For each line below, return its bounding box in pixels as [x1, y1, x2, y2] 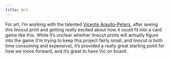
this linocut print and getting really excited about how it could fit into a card [5, 26, 162, 33]
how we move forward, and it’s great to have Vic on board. [5, 48, 128, 54]
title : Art [5, 7, 28, 13]
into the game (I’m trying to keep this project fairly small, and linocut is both [5, 37, 163, 43]
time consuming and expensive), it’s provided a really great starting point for [5, 42, 165, 48]
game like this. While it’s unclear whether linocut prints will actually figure [5, 32, 159, 38]
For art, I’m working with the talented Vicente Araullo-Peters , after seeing [5, 21, 158, 27]
